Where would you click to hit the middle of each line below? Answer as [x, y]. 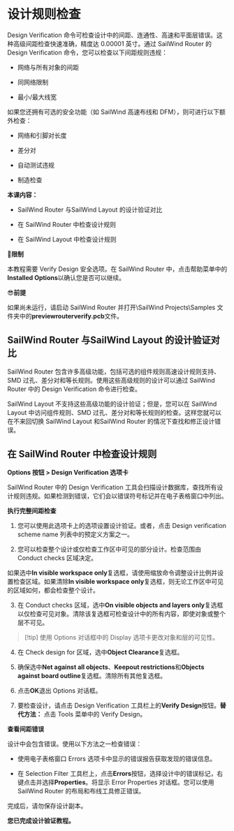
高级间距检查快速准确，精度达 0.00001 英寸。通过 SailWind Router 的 [112, 43]
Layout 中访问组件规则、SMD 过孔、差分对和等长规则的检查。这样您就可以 [115, 412]
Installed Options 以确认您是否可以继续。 [66, 277]
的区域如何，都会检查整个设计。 [53, 590]
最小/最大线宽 [37, 97]
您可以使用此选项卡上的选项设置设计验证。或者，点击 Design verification [122, 525]
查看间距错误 [25, 729]
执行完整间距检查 [32, 510]
